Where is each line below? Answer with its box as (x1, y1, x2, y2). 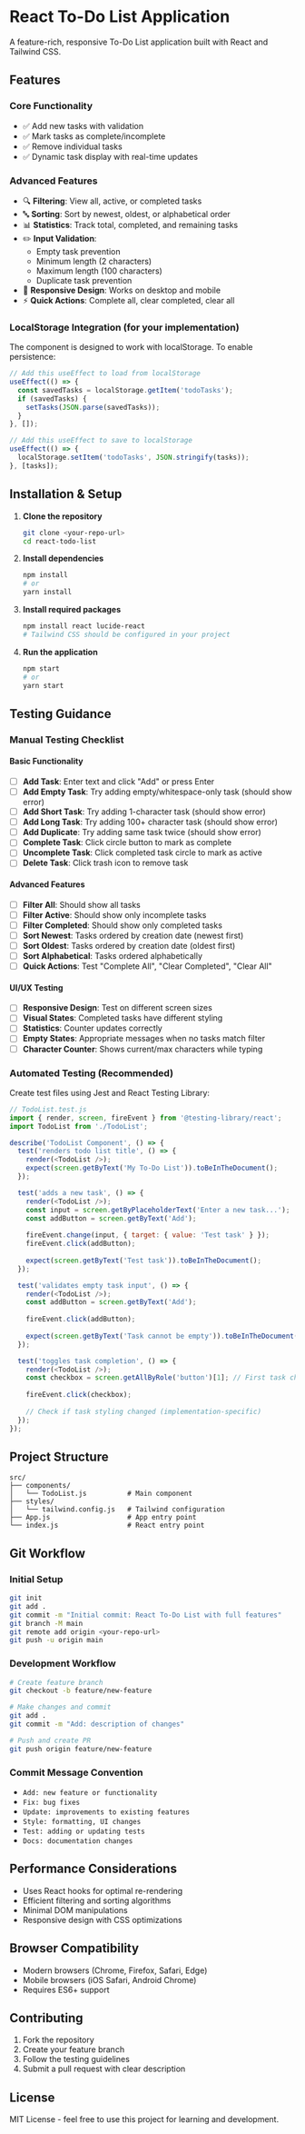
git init (9, 1593, 43, 1602)
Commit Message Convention (9, 1766, 143, 1779)
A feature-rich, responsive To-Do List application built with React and (9, 36, 269, 47)
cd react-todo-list (22, 536, 97, 546)
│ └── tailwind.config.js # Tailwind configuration (9, 1505, 225, 1514)
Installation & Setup (9, 486, 123, 502)
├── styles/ (9, 1497, 54, 1506)
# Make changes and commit (9, 1702, 112, 1712)
